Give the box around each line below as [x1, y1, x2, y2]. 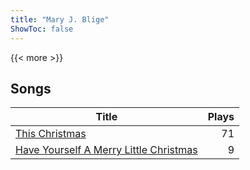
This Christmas [15, 127, 87, 141]
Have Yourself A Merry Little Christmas [15, 143, 198, 157]
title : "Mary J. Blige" [10, 14, 110, 25]
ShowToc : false [10, 24, 74, 34]
